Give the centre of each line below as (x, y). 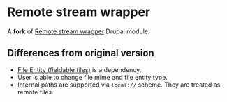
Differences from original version (81, 53)
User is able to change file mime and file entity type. (92, 77)
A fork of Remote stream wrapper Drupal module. (79, 31)
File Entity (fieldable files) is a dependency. (79, 69)
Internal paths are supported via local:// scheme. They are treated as (119, 85)
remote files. (35, 92)
